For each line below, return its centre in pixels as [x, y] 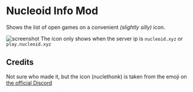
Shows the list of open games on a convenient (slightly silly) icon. [86, 27]
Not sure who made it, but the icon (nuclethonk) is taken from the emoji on [97, 76]
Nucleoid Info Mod [52, 11]
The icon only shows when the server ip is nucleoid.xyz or [112, 38]
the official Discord [29, 83]
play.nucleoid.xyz [29, 44]
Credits [20, 62]
